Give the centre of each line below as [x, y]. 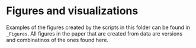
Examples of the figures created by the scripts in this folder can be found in [98, 27]
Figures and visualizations [72, 11]
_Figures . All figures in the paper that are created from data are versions [94, 33]
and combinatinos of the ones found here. [57, 40]
